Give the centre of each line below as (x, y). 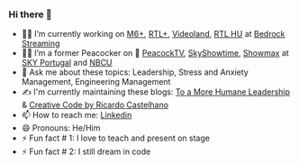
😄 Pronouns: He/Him (61, 128)
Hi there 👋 (31, 14)
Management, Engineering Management (96, 82)
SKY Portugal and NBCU (67, 63)
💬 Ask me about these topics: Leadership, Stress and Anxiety (135, 72)
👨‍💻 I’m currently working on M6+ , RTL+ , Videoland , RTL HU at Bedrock (153, 34)
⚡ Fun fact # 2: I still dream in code (86, 151)
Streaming (41, 43)
